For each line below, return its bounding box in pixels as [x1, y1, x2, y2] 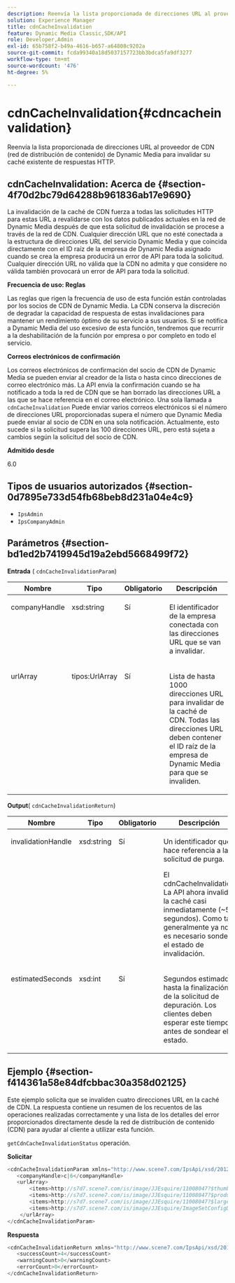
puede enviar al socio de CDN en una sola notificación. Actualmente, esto [7, 418, 220, 427]
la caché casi [163, 896, 207, 906]
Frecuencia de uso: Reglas [7, 281, 86, 289]
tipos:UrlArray [71, 671, 117, 681]
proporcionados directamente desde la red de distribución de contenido [7, 1117, 215, 1126]
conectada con [169, 620, 219, 630]
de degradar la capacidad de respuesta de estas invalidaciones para [7, 309, 205, 318]
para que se [169, 767, 208, 777]
